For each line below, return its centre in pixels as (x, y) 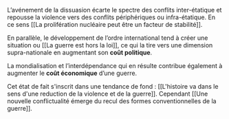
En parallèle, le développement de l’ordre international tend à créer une (108, 38)
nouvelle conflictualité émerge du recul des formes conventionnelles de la (112, 101)
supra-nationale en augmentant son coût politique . (80, 52)
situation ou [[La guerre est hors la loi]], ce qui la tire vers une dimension (110, 45)
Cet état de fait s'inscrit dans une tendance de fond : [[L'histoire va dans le (113, 86)
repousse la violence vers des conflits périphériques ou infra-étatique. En (111, 17)
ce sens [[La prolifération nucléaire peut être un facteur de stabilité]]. (105, 24)
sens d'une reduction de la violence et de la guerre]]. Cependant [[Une (108, 94)
